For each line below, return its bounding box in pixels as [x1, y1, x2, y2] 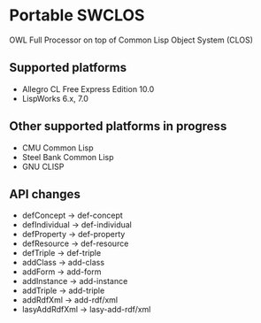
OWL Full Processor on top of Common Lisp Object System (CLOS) [9, 35, 254, 45]
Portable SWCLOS [9, 5, 145, 26]
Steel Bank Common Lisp [21, 151, 114, 162]
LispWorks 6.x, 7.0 [21, 93, 88, 104]
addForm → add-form [21, 266, 102, 277]
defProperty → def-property [21, 229, 126, 240]
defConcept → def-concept [21, 210, 124, 221]
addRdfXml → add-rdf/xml [21, 295, 118, 305]
